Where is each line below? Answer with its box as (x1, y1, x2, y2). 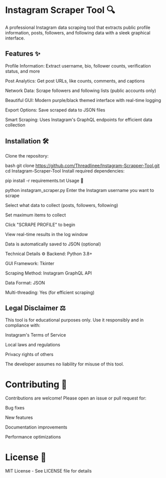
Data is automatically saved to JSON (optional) (5, 241, 101, 247)
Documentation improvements (5, 424, 67, 430)
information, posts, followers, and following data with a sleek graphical (5, 29, 151, 35)
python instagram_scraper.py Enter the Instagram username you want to (5, 187, 154, 193)
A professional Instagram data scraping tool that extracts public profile (5, 24, 150, 30)
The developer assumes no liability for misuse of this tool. (5, 361, 124, 367)
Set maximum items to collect (5, 211, 66, 218)
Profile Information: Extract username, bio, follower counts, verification (5, 62, 151, 68)
